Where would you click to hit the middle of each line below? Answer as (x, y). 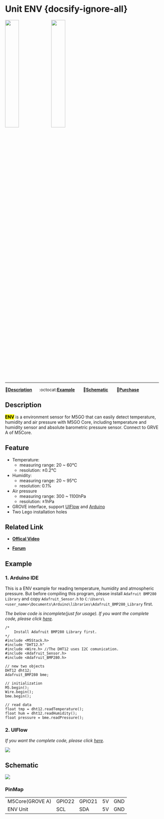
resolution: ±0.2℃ (38, 470)
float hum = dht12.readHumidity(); (41, 714)
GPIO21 (88, 801)
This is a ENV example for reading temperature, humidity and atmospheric (80, 588)
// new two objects (25, 666)
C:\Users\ (95, 599)
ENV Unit (18, 809)
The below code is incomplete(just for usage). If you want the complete (77, 614)
